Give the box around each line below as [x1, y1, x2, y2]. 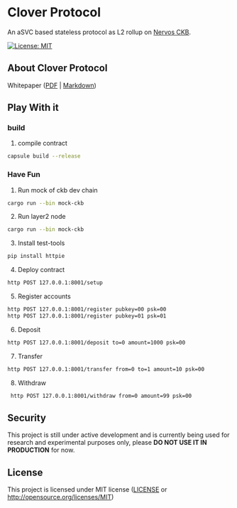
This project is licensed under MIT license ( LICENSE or [7, 485, 167, 494]
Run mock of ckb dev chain [17, 185, 98, 194]
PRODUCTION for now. [7, 445, 75, 455]
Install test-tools [17, 239, 65, 247]
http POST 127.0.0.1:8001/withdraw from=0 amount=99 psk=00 [10, 392, 192, 399]
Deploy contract [17, 266, 65, 274]
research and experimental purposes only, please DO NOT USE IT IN [7, 438, 207, 447]
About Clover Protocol [7, 62, 108, 75]
